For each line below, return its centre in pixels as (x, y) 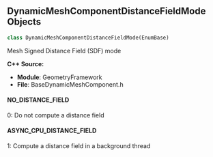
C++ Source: (26, 63)
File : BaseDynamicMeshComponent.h (70, 84)
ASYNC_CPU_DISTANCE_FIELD (52, 131)
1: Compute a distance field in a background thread (79, 146)
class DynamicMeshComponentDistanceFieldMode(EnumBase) (88, 38)
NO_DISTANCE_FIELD (38, 100)
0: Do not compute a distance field (56, 115)
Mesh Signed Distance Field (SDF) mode (64, 51)
